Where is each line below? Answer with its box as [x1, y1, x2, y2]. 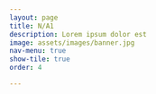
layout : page [9, 13, 59, 22]
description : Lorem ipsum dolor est [9, 30, 147, 38]
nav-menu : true [9, 47, 67, 56]
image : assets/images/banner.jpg [9, 38, 135, 47]
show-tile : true [9, 55, 70, 64]
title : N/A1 [9, 21, 54, 30]
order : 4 [9, 64, 42, 73]
